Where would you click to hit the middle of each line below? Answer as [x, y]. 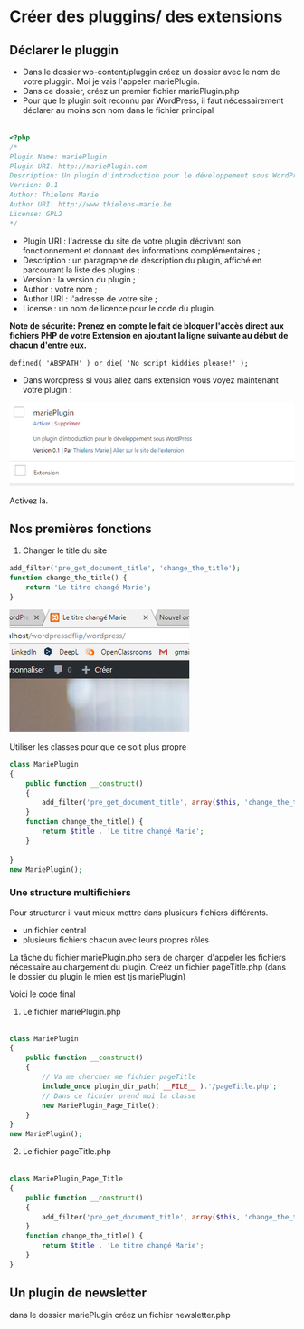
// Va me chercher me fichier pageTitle [119, 1077]
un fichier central [54, 930]
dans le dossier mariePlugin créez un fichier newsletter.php [120, 1315]
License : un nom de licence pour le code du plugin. [119, 308]
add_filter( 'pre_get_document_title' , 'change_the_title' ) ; [125, 569]
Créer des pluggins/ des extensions [146, 17]
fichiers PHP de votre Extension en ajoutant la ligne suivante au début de [149, 335]
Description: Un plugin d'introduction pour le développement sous [139, 176]
